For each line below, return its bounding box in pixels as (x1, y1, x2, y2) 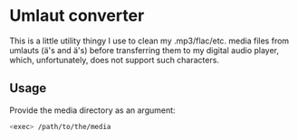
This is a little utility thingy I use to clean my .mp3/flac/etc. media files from (9, 35, 290, 46)
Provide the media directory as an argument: (9, 105, 176, 116)
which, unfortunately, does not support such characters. (9, 54, 220, 65)
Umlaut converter (9, 5, 145, 26)
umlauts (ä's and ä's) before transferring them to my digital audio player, (9, 44, 279, 55)
